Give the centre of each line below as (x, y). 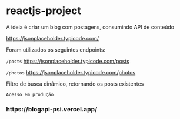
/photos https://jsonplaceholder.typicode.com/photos (71, 72)
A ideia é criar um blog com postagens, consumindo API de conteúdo (90, 27)
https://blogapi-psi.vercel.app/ (52, 109)
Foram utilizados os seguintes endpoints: (56, 50)
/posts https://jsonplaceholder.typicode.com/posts (68, 61)
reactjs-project (44, 11)
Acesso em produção (30, 94)
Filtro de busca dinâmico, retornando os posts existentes (75, 84)
